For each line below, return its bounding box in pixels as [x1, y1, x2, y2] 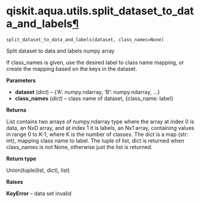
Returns [6, 106, 27, 113]
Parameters [6, 77, 36, 84]
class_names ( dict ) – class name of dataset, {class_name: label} [14, 95, 174, 102]
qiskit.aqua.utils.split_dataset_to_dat [6, 4, 194, 18]
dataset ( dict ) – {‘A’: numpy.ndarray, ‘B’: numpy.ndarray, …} [14, 88, 160, 95]
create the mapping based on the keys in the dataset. [6, 65, 137, 72]
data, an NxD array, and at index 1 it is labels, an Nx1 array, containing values [6, 124, 195, 131]
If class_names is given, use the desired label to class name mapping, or [6, 59, 184, 66]
